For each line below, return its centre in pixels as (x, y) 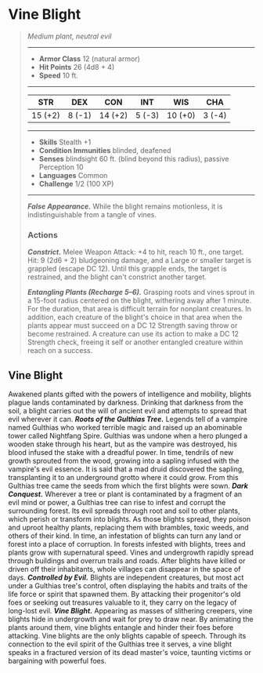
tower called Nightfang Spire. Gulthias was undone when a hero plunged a (128, 436)
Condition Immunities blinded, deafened (105, 150)
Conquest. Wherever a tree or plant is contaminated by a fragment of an (125, 494)
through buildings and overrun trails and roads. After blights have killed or (127, 561)
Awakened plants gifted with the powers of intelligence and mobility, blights (130, 395)
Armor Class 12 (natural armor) (90, 58)
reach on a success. (60, 351)
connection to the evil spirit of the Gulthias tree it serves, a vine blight (120, 644)
